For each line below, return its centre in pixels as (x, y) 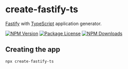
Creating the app (33, 50)
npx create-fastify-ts (30, 61)
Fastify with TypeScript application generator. (53, 24)
